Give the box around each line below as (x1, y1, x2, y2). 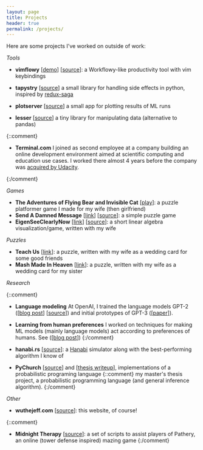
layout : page (6, 9, 40, 15)
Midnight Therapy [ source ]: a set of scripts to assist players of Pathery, (15, 431, 196, 438)
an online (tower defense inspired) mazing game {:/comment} (15, 437, 170, 444)
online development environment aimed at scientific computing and (15, 151, 184, 158)
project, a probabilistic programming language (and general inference (15, 377, 190, 384)
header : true (6, 20, 40, 26)
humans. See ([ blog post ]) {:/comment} (15, 334, 114, 341)
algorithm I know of (15, 352, 64, 360)
